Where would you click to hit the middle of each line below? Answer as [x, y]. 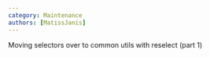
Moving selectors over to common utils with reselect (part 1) [105, 45]
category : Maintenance [45, 15]
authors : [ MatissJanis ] [47, 23]
